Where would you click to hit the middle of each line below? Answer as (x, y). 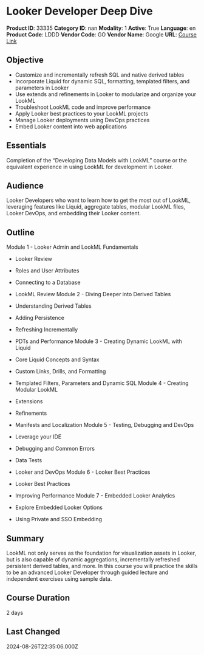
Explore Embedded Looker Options (59, 508)
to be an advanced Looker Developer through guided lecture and (87, 572)
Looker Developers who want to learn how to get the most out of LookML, (99, 200)
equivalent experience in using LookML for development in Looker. (90, 167)
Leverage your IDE (38, 437)
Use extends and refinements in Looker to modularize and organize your (105, 94)
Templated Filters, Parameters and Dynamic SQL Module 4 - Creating (102, 383)
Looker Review (34, 259)
